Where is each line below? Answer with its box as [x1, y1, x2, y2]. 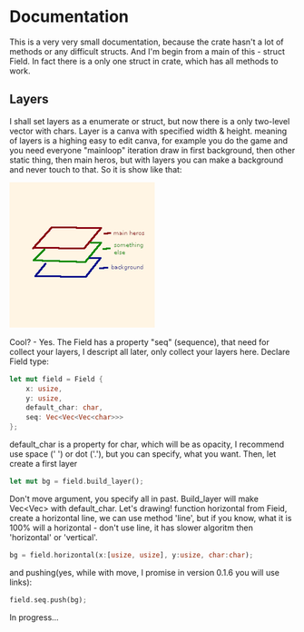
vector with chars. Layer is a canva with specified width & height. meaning [9, 125, 288, 136]
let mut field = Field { [9, 374, 103, 383]
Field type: [9, 356, 50, 367]
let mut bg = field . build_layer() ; [9, 477, 144, 486]
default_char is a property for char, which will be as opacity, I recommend [9, 439, 285, 449]
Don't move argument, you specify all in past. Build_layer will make [9, 493, 259, 504]
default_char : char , [25, 403, 103, 412]
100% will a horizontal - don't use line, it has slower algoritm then [9, 522, 254, 533]
